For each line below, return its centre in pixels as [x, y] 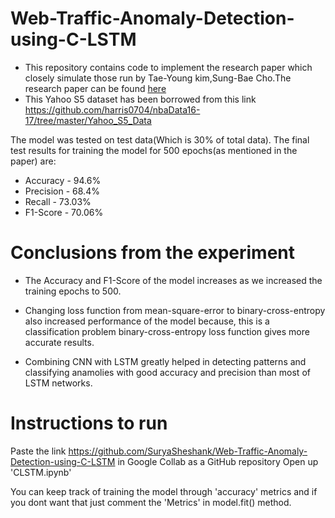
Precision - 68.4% [62, 191]
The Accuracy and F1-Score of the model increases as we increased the [173, 280]
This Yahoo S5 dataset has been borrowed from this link [140, 99]
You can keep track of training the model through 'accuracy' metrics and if [164, 491]
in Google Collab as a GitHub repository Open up [218, 461]
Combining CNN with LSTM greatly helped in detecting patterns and [165, 361]
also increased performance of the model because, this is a [147, 321]
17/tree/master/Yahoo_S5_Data [88, 120]
